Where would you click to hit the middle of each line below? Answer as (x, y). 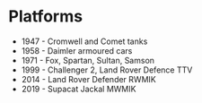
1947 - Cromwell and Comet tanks (84, 41)
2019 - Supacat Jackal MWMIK (79, 89)
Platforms (45, 17)
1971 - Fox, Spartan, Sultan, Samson (88, 60)
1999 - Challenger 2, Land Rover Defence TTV (107, 70)
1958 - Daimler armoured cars (77, 50)
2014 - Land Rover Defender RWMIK (88, 79)
